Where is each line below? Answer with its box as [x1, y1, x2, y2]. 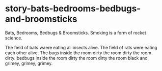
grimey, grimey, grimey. [5, 60, 53, 66]
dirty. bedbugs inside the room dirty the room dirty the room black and [5, 55, 148, 61]
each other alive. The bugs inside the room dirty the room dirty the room [5, 50, 151, 56]
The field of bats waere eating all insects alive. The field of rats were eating [5, 44, 158, 50]
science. [5, 35, 23, 41]
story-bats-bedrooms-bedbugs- [5, 3, 141, 14]
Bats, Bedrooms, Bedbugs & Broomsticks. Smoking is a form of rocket [5, 30, 146, 35]
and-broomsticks [5, 13, 78, 25]
